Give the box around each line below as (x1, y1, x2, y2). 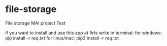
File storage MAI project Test (5, 20, 66, 26)
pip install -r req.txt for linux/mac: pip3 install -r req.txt (5, 35, 119, 41)
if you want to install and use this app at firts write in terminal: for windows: (5, 29, 162, 35)
